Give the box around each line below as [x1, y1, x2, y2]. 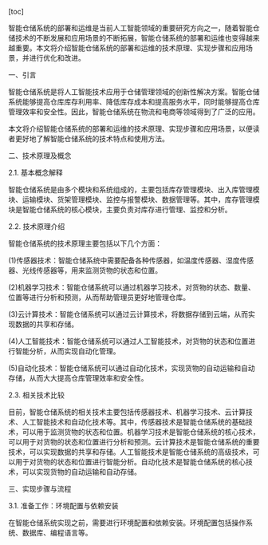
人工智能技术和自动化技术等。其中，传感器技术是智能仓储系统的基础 [22, 417, 246, 426]
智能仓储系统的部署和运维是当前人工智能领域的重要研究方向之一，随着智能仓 [8, 23, 260, 33]
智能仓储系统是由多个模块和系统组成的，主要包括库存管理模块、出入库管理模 [8, 185, 260, 194]
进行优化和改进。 [29, 53, 85, 62]
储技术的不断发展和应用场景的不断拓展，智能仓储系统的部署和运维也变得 [8, 34, 246, 42]
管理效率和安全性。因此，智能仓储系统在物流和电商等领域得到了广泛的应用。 [8, 107, 260, 117]
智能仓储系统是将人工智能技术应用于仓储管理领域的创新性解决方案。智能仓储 [8, 87, 260, 97]
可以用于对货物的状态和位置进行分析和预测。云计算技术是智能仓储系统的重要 [8, 437, 260, 446]
